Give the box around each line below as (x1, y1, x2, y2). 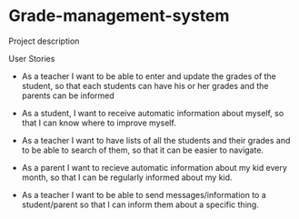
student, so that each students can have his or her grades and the (21, 80, 269, 91)
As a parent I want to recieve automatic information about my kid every (21, 162, 287, 173)
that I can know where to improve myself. (21, 117, 176, 128)
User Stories (8, 53, 55, 64)
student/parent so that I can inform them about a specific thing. (21, 199, 260, 210)
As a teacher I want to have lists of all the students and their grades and (21, 134, 291, 145)
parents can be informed (21, 90, 115, 101)
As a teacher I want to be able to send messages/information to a (21, 189, 267, 200)
